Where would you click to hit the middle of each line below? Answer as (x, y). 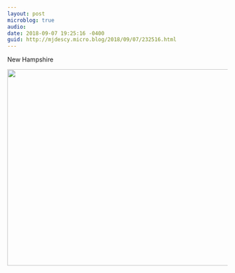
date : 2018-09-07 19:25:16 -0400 (56, 33)
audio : (17, 27)
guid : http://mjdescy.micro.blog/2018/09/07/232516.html (92, 40)
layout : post (26, 14)
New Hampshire (30, 59)
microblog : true (31, 20)
